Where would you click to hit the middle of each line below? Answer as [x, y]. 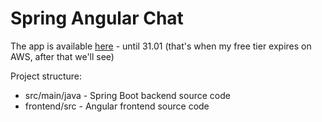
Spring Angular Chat [97, 18]
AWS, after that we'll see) [62, 56]
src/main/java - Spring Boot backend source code [127, 95]
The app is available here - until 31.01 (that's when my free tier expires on [161, 46]
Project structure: [46, 76]
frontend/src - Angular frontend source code [117, 106]
